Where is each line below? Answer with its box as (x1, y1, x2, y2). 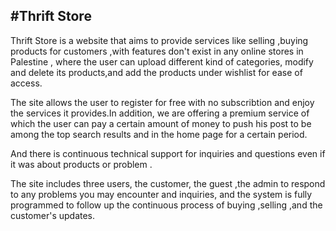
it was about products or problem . (10, 158, 153, 170)
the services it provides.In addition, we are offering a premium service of (10, 107, 310, 119)
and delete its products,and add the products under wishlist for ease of (10, 66, 303, 78)
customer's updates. (10, 209, 96, 221)
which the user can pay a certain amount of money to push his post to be (10, 117, 312, 129)
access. (10, 77, 43, 89)
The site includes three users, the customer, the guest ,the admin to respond (10, 177, 326, 189)
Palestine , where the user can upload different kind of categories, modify (10, 55, 314, 68)
